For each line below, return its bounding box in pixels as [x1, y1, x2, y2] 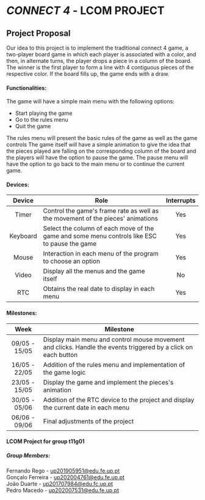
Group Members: [6, 452, 51, 459]
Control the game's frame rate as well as [43, 207, 159, 215]
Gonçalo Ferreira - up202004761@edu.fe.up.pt [6, 474, 125, 481]
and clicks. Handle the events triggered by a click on [43, 343, 193, 351]
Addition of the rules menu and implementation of [43, 360, 185, 369]
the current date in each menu [43, 403, 130, 411]
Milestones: [6, 309, 37, 317]
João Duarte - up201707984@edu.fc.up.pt [6, 480, 113, 488]
